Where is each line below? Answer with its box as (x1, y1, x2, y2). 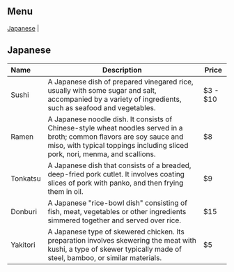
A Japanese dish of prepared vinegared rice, (47, 77, 194, 86)
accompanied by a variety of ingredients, (47, 94, 182, 104)
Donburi (10, 206, 37, 216)
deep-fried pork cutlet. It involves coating (47, 169, 185, 179)
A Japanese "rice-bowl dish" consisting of (47, 198, 188, 208)
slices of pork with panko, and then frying (47, 178, 184, 188)
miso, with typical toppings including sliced (47, 140, 189, 150)
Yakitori (10, 240, 36, 250)
